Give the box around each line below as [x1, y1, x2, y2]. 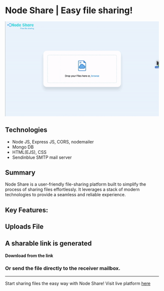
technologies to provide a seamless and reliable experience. [5, 192, 126, 198]
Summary [5, 168, 36, 177]
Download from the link [5, 253, 54, 259]
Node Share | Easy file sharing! [5, 5, 133, 16]
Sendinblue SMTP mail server [12, 154, 72, 160]
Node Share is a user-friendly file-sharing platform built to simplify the [5, 181, 146, 187]
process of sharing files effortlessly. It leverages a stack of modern [5, 187, 140, 192]
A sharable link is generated [5, 239, 92, 248]
